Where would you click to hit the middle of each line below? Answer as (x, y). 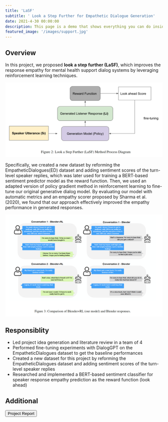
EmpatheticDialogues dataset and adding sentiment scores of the (80, 364)
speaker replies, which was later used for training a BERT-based (82, 175)
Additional (22, 401)
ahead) (20, 385)
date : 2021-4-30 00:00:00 (32, 21)
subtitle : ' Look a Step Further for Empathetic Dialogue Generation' (80, 16)
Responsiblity (27, 330)
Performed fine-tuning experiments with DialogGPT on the (72, 348)
